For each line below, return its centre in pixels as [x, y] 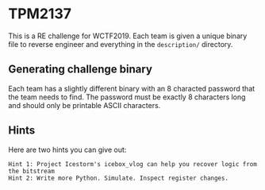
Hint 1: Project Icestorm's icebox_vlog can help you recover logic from [133, 164]
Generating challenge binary [81, 70]
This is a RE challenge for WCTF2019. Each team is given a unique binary [128, 36]
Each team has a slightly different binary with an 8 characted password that [132, 88]
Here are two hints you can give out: [67, 149]
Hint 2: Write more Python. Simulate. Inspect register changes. [118, 178]
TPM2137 [40, 14]
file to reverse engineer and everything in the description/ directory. [121, 44]
